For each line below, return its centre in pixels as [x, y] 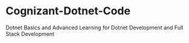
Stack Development [30, 33]
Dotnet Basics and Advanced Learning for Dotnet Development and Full [94, 27]
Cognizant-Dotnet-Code [68, 11]
